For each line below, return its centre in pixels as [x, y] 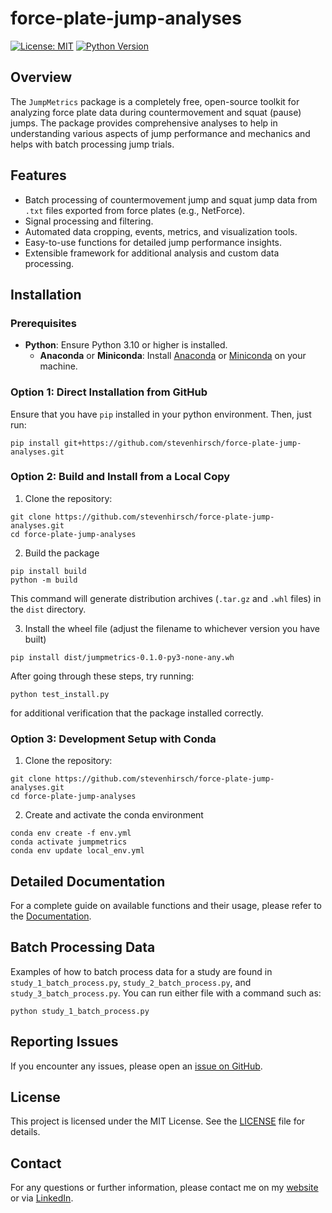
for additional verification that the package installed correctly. [137, 713]
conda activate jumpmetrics [69, 842]
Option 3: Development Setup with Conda [113, 739]
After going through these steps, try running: [102, 676]
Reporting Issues [64, 1042]
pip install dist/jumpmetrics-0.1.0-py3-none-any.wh [122, 657]
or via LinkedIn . [42, 1198]
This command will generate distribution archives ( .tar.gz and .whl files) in [166, 598]
